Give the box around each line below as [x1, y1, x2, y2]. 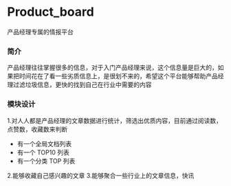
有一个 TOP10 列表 [16, 148, 70, 156]
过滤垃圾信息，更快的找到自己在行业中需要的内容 [12, 80, 152, 89]
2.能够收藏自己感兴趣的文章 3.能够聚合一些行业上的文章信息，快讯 [7, 171, 195, 179]
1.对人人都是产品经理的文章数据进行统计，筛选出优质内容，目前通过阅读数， [7, 116, 222, 124]
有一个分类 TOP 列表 [16, 156, 76, 165]
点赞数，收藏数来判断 [7, 125, 67, 133]
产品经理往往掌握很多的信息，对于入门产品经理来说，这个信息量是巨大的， [7, 63, 218, 72]
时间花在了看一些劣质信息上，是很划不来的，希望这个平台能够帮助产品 [19, 72, 218, 80]
